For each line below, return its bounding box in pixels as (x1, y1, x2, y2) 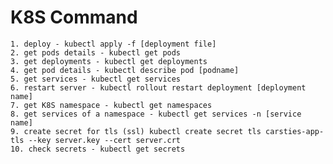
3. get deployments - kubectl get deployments (10, 56, 208, 66)
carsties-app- (265, 126, 325, 136)
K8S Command (10, 6, 138, 29)
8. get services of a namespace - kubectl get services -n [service (10, 109, 302, 119)
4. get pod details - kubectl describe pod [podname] (10, 65, 240, 75)
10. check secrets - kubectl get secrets (10, 144, 186, 154)
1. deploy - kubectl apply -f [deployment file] (10, 39, 217, 49)
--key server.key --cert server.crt (28, 135, 182, 145)
